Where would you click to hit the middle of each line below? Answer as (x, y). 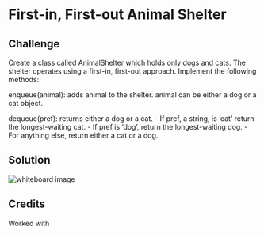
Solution (29, 160)
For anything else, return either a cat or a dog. (83, 135)
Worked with (29, 223)
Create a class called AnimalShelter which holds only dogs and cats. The (127, 62)
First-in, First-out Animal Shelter (118, 15)
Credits (27, 204)
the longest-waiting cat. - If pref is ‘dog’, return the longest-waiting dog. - (128, 127)
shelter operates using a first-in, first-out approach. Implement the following (132, 71)
